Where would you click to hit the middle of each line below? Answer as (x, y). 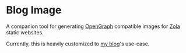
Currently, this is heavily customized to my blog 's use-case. (78, 44)
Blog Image (34, 10)
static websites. (25, 32)
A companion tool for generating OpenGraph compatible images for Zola (93, 26)
